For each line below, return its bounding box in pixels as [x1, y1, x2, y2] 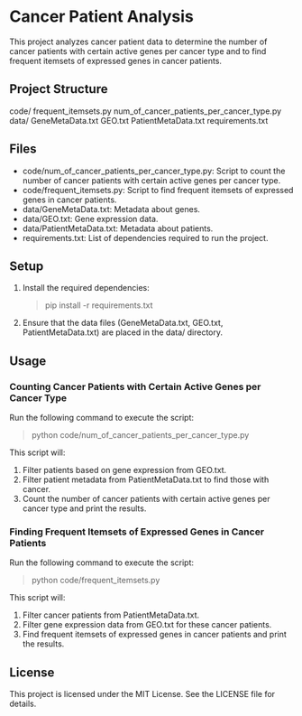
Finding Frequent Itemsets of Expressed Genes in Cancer [9, 525, 264, 538]
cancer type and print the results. [22, 503, 147, 514]
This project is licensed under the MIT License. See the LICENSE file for [9, 689, 276, 700]
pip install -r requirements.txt [44, 300, 153, 311]
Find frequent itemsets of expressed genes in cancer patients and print [22, 629, 287, 640]
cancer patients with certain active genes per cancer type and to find [9, 45, 267, 56]
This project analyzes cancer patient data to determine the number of [9, 36, 268, 47]
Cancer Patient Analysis [9, 6, 194, 27]
